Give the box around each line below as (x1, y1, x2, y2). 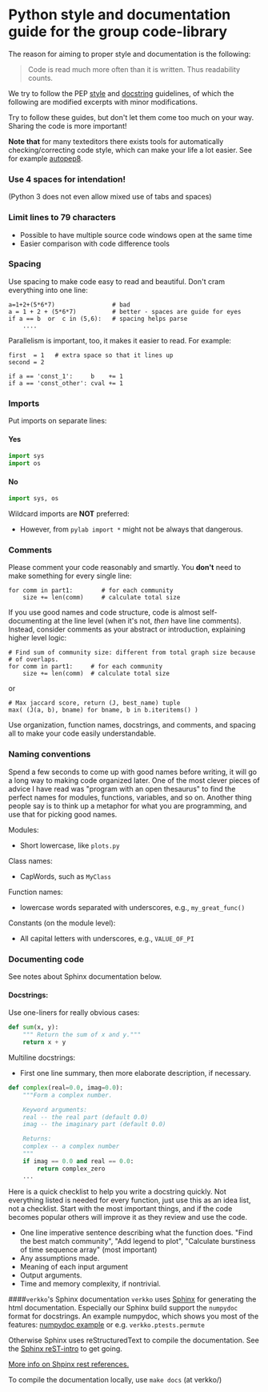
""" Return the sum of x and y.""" (22, 1031, 142, 1039)
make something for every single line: (8, 571, 132, 581)
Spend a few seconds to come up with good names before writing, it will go (8, 767, 258, 776)
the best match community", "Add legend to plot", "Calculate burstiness (19, 1236, 256, 1246)
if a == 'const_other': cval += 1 (8, 379, 124, 387)
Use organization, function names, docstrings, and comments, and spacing (8, 720, 256, 730)
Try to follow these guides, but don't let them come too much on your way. (8, 112, 254, 122)
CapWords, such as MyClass (19, 871, 112, 881)
